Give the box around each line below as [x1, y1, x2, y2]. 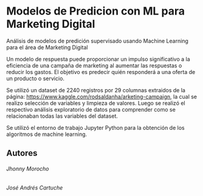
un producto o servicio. [6, 75, 65, 82]
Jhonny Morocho [6, 165, 50, 172]
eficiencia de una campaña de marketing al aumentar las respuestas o [6, 62, 182, 69]
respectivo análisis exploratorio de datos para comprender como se [6, 106, 176, 113]
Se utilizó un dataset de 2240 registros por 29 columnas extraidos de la [6, 86, 185, 93]
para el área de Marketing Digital [6, 44, 88, 51]
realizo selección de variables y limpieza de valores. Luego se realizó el [6, 99, 185, 107]
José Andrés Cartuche [6, 184, 63, 191]
